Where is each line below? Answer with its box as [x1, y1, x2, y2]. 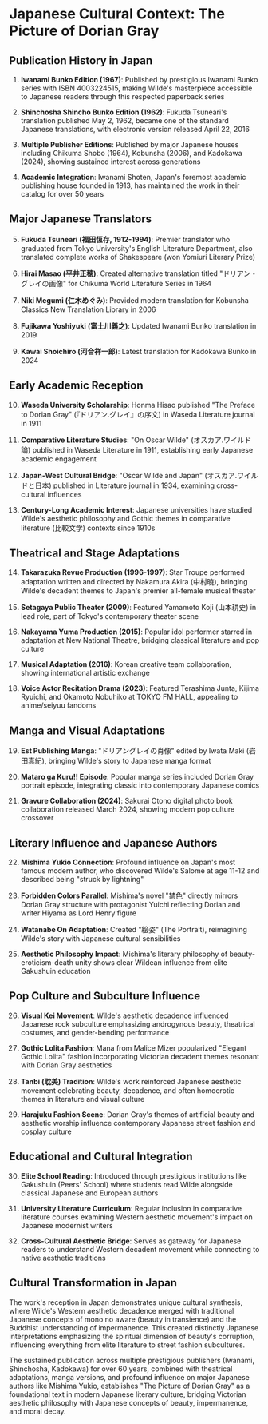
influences [47, 489, 82, 499]
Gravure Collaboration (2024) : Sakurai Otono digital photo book [20, 796, 234, 806]
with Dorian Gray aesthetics [20, 1060, 112, 1070]
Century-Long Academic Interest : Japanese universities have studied [20, 505, 253, 514]
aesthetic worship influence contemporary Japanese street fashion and [20, 1118, 256, 1127]
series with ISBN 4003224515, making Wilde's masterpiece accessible [20, 83, 253, 93]
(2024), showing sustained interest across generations [20, 157, 201, 166]
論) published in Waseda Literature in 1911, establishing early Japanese [20, 445, 254, 454]
